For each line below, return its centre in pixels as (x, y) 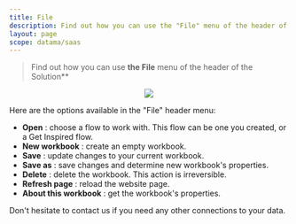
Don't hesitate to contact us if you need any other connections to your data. (148, 211)
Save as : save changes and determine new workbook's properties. (145, 166)
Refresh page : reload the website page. (96, 184)
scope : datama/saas (45, 42)
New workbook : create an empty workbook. (104, 146)
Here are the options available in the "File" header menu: (113, 111)
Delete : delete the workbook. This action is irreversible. (125, 174)
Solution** (50, 77)
